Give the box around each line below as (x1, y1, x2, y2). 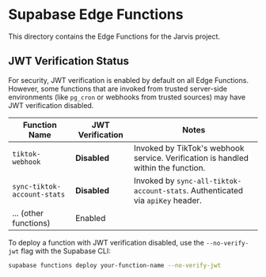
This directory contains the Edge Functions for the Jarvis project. (8, 32, 220, 41)
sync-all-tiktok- (177, 176, 242, 185)
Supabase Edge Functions (8, 6, 184, 24)
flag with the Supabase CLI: (21, 246, 111, 256)
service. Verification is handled (133, 152, 249, 163)
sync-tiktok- (12, 182, 62, 191)
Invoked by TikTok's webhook (133, 142, 245, 153)
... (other (12, 208, 44, 219)
